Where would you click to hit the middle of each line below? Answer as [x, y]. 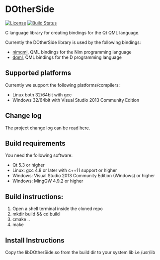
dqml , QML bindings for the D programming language [67, 57]
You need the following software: [39, 155]
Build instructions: [34, 196]
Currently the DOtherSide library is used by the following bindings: [73, 42]
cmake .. [21, 219]
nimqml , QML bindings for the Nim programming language [72, 52]
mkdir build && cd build [36, 214]
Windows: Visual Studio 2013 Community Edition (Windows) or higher [83, 176]
